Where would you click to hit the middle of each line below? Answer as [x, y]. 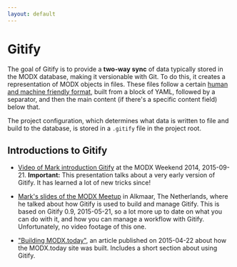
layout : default [31, 14]
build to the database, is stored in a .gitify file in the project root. [105, 128]
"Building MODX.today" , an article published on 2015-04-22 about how [122, 241]
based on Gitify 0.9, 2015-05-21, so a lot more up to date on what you [120, 211]
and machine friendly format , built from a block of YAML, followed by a [111, 91]
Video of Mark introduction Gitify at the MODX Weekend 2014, [109, 167]
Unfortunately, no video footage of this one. [82, 227]
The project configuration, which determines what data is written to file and [118, 120]
